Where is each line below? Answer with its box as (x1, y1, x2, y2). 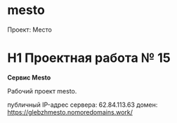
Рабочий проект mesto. (7, 86, 77, 95)
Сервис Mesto (7, 73, 51, 82)
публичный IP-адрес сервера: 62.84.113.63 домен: (7, 101, 158, 109)
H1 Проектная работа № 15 (7, 50, 171, 66)
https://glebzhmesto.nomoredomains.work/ (7, 108, 133, 116)
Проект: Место (7, 25, 53, 34)
